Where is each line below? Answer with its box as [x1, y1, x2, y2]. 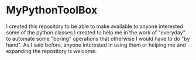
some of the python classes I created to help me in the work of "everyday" [6, 29, 185, 36]
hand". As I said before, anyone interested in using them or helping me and [6, 41, 186, 48]
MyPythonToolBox [6, 3, 98, 17]
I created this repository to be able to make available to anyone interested [6, 23, 183, 30]
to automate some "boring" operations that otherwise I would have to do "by [6, 35, 190, 42]
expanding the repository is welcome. [6, 47, 97, 54]
